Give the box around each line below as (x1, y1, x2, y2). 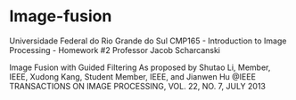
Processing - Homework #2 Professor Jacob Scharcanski (9, 44, 221, 55)
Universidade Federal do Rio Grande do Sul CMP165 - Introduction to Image (9, 35, 287, 46)
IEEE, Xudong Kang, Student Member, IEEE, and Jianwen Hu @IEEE (9, 71, 257, 81)
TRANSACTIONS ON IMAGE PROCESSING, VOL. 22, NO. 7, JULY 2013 (9, 81, 266, 91)
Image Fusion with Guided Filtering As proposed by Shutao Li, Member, (9, 62, 271, 73)
